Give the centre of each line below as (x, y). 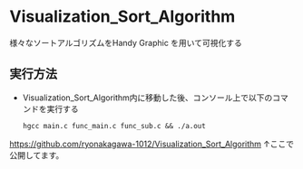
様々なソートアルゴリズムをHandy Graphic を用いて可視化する (126, 42)
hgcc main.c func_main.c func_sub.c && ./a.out (114, 126)
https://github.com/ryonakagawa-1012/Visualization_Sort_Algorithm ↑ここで (152, 144)
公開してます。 (37, 155)
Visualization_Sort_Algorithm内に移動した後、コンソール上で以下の (147, 98)
